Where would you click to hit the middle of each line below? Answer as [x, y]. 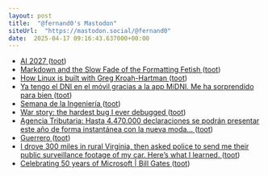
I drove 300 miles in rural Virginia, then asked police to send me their [134, 146]
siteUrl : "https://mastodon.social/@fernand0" [90, 31]
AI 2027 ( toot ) [43, 61]
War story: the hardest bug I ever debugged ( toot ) [103, 113]
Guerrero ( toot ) [45, 138]
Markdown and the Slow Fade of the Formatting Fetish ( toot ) [120, 70]
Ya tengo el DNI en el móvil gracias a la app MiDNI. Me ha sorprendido [137, 87]
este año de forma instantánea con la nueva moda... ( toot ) [117, 129]
